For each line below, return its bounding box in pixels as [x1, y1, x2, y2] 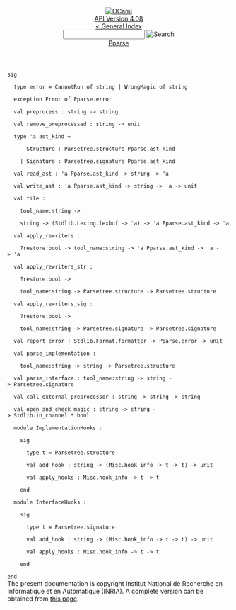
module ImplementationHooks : [13, 424, 102, 431]
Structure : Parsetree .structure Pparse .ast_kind [25, 145, 175, 152]
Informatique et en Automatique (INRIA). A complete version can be [7, 587, 203, 595]
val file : [13, 195, 46, 202]
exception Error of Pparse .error [13, 96, 112, 103]
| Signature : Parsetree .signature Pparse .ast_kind [20, 158, 175, 165]
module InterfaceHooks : [13, 499, 87, 506]
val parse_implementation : [13, 350, 97, 357]
